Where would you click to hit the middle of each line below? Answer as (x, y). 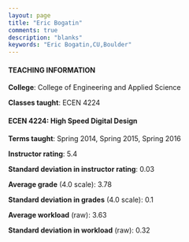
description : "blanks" (45, 37)
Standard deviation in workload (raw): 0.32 (80, 230)
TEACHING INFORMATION (52, 70)
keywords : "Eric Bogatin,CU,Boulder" (70, 45)
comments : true (33, 30)
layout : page (30, 15)
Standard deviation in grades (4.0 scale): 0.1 (81, 199)
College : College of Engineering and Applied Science (94, 87)
